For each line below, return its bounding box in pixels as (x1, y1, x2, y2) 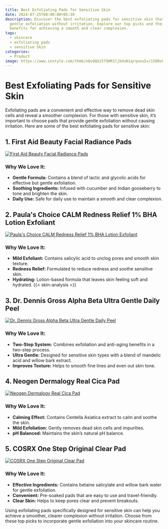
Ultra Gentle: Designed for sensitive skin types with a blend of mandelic (12, 352, 161, 358)
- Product (9, 53, 30, 59)
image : (5, 58, 19, 63)
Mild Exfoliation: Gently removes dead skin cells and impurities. (12, 424, 144, 430)
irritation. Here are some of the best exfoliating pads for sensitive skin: (5, 123, 150, 129)
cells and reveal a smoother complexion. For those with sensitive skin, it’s (5, 112, 156, 118)
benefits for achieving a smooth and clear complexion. (9, 26, 128, 31)
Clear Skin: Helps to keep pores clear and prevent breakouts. (12, 497, 139, 503)
